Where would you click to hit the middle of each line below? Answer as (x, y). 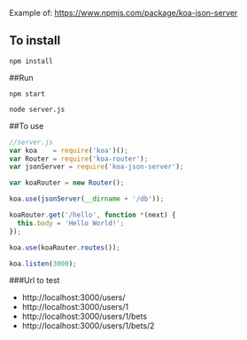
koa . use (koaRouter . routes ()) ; (65, 248)
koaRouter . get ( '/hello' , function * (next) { (93, 215)
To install (35, 40)
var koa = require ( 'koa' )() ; (69, 150)
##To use (27, 126)
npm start (27, 94)
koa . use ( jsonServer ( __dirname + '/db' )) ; (87, 199)
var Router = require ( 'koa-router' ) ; (79, 159)
